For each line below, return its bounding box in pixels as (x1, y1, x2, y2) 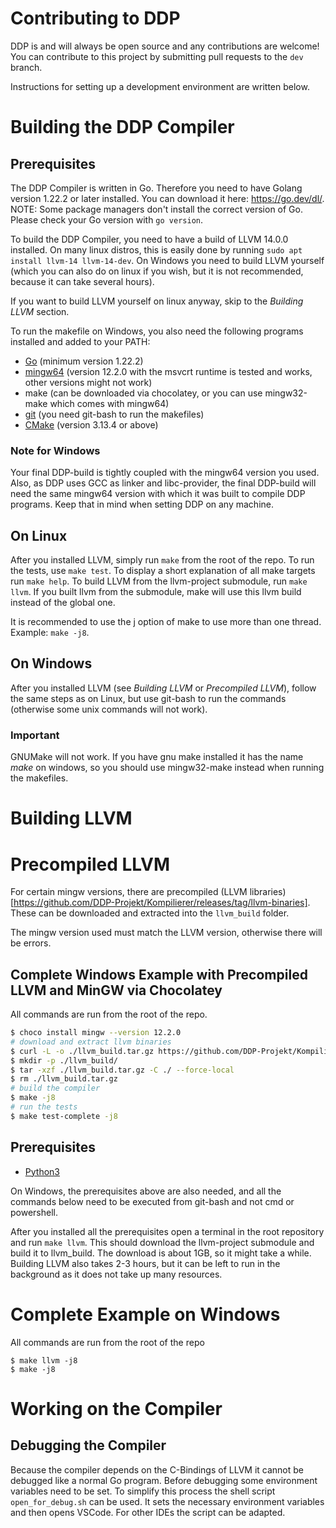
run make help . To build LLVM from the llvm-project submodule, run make (10, 575, 308, 587)
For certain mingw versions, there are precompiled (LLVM (10, 886, 248, 898)
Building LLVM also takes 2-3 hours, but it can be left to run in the (10, 1257, 281, 1269)
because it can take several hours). (10, 275, 155, 287)
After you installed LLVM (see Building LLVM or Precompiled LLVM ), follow (10, 682, 317, 694)
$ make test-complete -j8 (10, 1111, 118, 1121)
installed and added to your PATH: (10, 335, 151, 347)
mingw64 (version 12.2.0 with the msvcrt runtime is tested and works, (24, 365, 313, 377)
